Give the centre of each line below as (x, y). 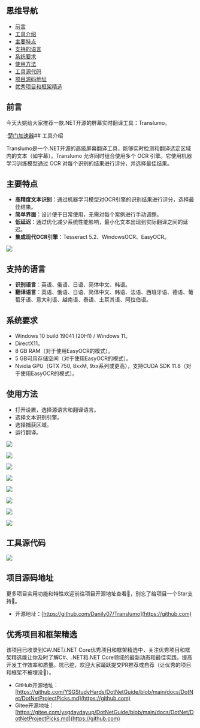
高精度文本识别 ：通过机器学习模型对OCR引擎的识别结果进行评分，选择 (102, 199)
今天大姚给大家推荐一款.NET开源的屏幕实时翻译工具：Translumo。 (88, 122)
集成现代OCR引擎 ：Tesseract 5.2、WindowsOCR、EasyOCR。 (92, 237)
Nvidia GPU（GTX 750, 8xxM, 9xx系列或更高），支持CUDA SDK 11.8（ (100, 366)
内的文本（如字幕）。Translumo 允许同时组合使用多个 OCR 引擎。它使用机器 (99, 155)
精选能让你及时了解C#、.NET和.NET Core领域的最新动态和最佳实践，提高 (102, 657)
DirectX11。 (29, 343)
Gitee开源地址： (35, 705)
